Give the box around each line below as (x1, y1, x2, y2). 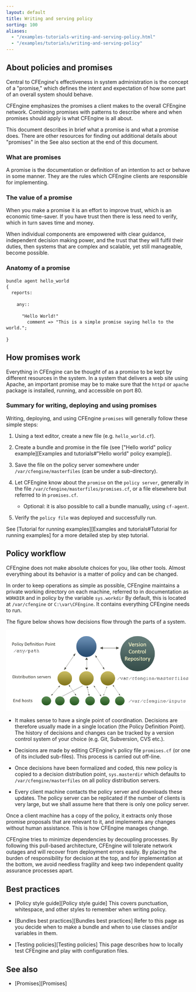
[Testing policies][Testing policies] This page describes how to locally (14, 941, 183, 948)
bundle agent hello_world (6, 278, 69, 284)
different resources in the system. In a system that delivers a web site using (6, 374, 188, 381)
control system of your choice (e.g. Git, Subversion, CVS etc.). (14, 736, 165, 743)
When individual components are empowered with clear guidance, (6, 230, 166, 237)
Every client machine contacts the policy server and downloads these (14, 789, 183, 796)
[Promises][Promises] (14, 980, 67, 987)
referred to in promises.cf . (14, 491, 78, 498)
